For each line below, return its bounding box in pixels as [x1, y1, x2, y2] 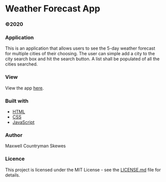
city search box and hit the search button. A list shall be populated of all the [5, 56, 160, 62]
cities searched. [5, 61, 38, 67]
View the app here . [5, 85, 44, 91]
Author [5, 131, 23, 138]
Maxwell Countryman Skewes [5, 143, 66, 149]
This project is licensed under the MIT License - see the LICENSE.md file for [5, 167, 161, 173]
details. [5, 172, 20, 178]
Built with [5, 97, 29, 104]
